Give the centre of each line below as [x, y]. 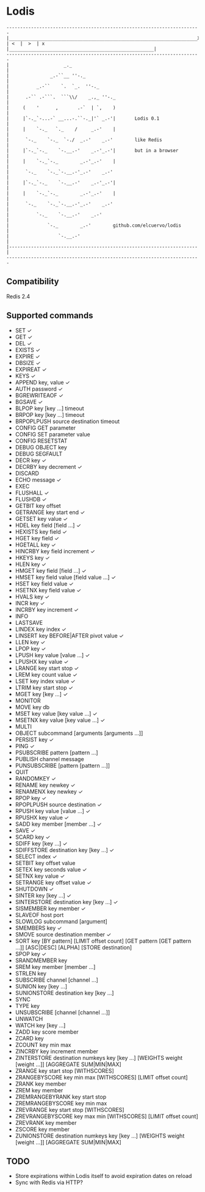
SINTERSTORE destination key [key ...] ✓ [67, 902]
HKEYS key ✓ [32, 557]
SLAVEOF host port [39, 914]
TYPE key [27, 1006]
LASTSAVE [29, 622]
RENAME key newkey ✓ [45, 785]
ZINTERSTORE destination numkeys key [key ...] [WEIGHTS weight [99, 1058]
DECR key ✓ [31, 460]
